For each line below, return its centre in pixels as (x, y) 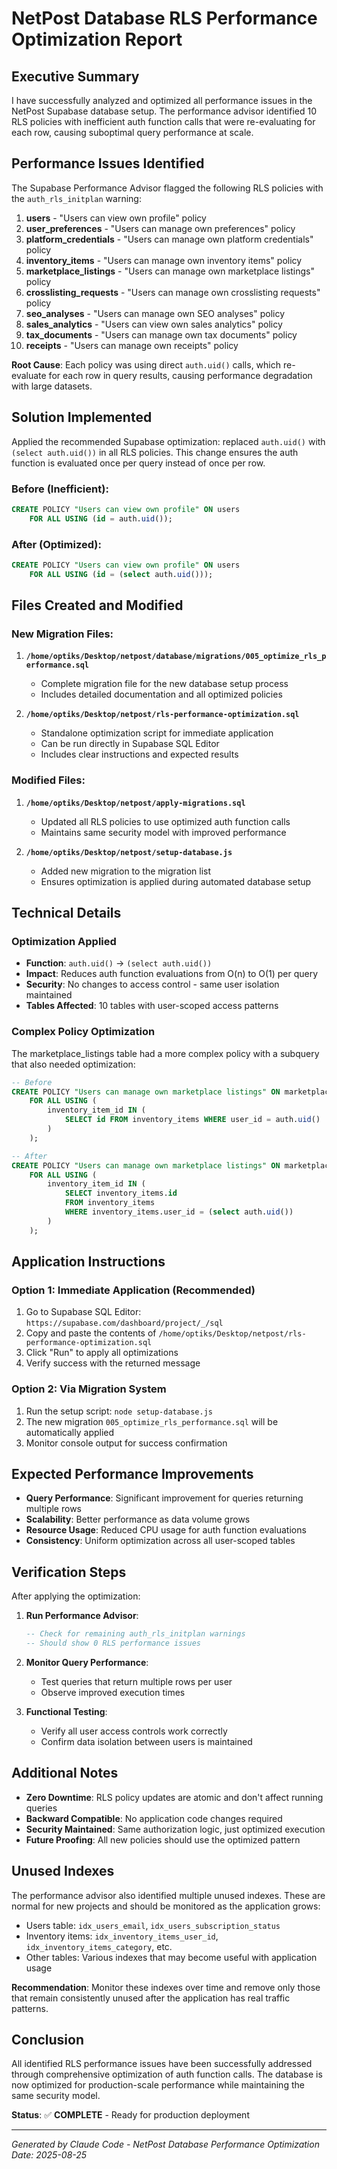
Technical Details (66, 913)
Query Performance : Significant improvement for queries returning (164, 1498)
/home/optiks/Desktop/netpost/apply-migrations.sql (135, 803)
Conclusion (48, 2040)
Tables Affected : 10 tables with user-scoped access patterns (152, 1006)
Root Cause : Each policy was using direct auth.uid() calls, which (146, 364)
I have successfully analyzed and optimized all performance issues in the (162, 100)
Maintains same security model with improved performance (163, 832)
